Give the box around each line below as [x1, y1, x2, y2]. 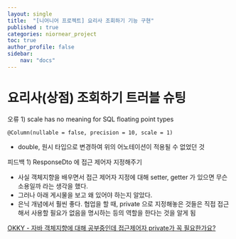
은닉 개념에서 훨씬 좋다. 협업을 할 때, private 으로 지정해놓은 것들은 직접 [17, 199, 216, 208]
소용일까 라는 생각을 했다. [17, 181, 89, 190]
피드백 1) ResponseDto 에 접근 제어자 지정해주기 [7, 158, 142, 166]
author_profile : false [7, 44, 75, 51]
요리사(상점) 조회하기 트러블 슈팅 [7, 90, 186, 106]
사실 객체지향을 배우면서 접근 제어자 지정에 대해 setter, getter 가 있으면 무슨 [17, 173, 228, 181]
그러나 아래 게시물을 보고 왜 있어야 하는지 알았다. [17, 190, 153, 199]
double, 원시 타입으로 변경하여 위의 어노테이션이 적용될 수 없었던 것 [17, 142, 205, 151]
